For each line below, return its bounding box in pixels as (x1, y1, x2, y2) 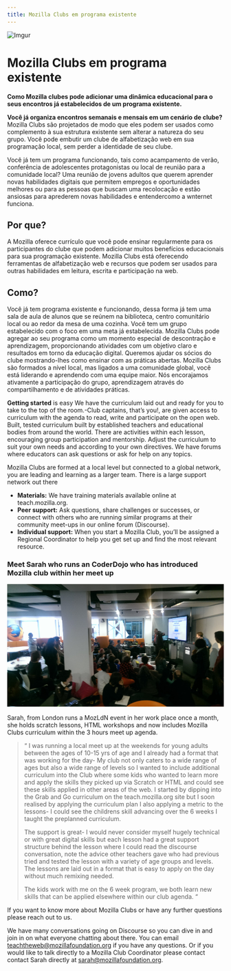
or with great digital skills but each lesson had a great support (23, 835, 199, 844)
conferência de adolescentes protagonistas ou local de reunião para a (7, 162, 206, 171)
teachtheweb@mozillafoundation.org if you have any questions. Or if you (7, 941, 214, 950)
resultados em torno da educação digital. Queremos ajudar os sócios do (7, 349, 212, 357)
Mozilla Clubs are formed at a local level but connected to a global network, (7, 463, 221, 471)
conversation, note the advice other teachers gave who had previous (23, 850, 219, 858)
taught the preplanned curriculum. (23, 815, 122, 823)
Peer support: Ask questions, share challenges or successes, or (16, 506, 200, 514)
